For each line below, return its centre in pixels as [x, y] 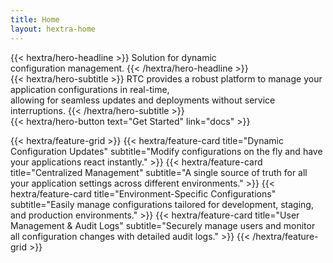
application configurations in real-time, [90, 89]
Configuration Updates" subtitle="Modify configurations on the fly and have [166, 151]
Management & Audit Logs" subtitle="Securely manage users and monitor [163, 225]
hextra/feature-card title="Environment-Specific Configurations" [143, 193]
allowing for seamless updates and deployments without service [143, 100]
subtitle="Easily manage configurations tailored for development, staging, [162, 204]
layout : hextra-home [53, 29]
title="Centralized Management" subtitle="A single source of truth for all [159, 172]
